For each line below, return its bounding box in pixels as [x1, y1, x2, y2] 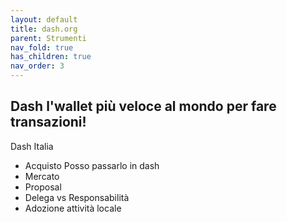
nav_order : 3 [10, 61, 65, 71]
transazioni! [10, 114, 87, 131]
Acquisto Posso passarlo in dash [24, 159, 160, 171]
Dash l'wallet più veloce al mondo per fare [10, 98, 277, 115]
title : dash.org [10, 24, 78, 34]
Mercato [24, 170, 60, 182]
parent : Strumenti [10, 33, 87, 43]
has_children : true [10, 52, 92, 62]
